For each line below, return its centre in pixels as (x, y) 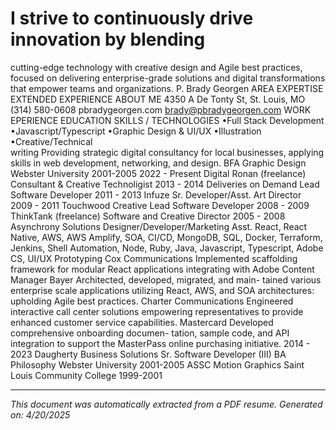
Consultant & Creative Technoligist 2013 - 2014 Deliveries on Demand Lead (165, 184)
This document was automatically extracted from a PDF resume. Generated (166, 404)
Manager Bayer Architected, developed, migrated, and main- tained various (166, 279)
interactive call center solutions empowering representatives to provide (157, 311)
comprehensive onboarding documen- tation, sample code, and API (150, 333)
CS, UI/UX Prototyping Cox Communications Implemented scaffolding (154, 258)
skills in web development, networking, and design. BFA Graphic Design (158, 163)
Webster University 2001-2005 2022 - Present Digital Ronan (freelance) (158, 173)
